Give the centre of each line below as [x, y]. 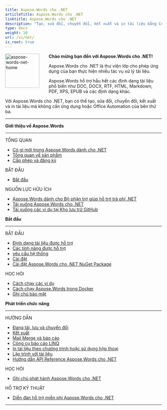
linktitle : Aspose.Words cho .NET [41, 19]
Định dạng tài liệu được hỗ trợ [42, 243]
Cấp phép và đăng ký [34, 160]
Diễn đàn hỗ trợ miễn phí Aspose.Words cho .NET [63, 398]
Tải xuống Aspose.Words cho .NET [48, 204]
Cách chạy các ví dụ [33, 283]
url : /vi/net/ [20, 38]
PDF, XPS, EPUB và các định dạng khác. [90, 91]
